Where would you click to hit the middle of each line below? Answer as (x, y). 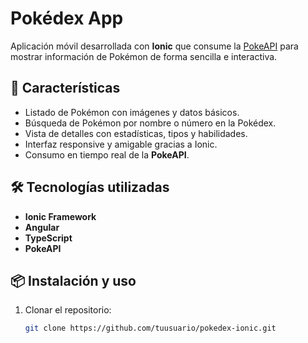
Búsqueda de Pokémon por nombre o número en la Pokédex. (150, 123)
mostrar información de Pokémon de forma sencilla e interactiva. (144, 56)
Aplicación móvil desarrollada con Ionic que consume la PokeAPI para (154, 46)
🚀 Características (65, 88)
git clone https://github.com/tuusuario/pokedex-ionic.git (150, 328)
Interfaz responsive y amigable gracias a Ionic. (121, 144)
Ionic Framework (60, 216)
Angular (42, 227)
